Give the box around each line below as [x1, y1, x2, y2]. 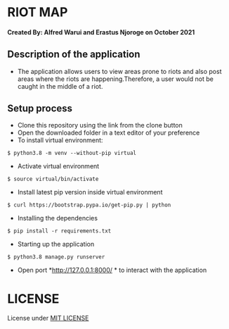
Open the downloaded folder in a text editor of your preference [17, 128, 200, 137]
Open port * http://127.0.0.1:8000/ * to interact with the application [17, 266, 207, 275]
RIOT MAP [7, 4, 68, 20]
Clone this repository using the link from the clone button [17, 121, 183, 130]
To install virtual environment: [17, 136, 103, 144]
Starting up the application [17, 240, 95, 249]
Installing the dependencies [17, 214, 98, 223]
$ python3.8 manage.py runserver [7, 254, 105, 261]
